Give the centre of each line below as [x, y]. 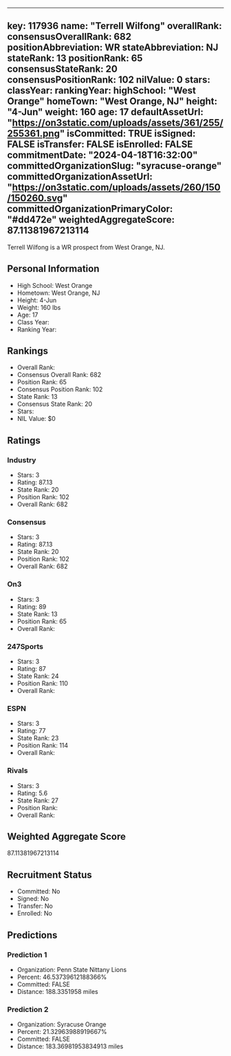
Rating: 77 [31, 731]
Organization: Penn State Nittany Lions [72, 969]
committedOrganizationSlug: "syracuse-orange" [114, 166]
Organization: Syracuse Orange [62, 1024]
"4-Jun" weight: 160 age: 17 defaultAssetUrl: [106, 112]
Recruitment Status [50, 874]
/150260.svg [35, 198]
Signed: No [33, 899]
